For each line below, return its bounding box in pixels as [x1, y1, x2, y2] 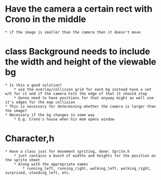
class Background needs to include [5, 46, 150, 57]
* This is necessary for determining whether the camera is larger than [5, 104, 156, 109]
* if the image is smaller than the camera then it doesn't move [5, 30, 141, 35]
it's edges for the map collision [5, 100, 76, 105]
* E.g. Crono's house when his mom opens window [14, 117, 115, 122]
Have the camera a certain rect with [5, 3, 153, 15]
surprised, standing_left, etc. [5, 170, 71, 175]
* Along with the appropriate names [14, 162, 89, 166]
